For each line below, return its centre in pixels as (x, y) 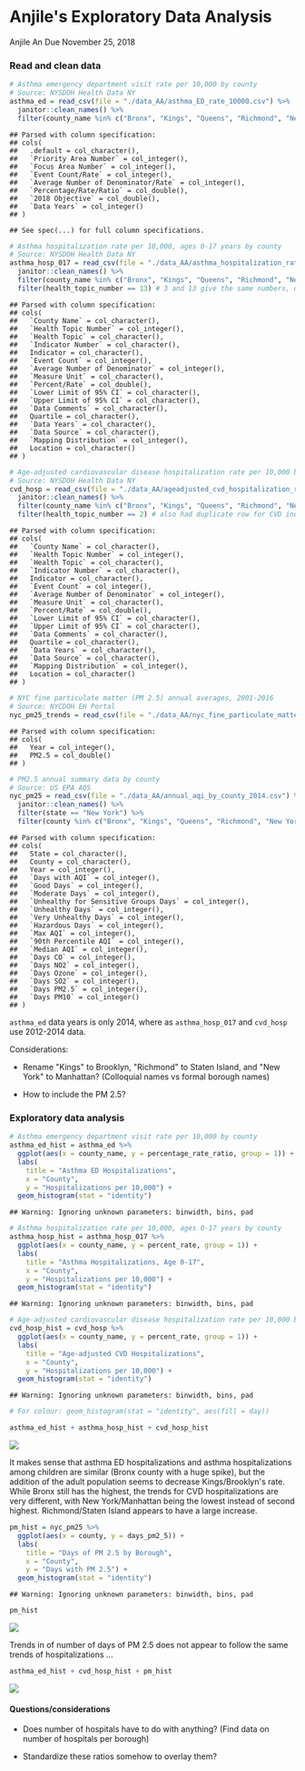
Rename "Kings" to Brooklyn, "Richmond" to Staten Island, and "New (152, 1067)
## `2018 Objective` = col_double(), (85, 198)
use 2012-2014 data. (48, 1031)
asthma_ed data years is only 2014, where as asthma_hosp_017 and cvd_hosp (148, 1022)
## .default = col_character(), (75, 151)
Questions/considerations (60, 1709)
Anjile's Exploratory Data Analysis (141, 17)
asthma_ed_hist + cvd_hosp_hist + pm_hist (91, 1672)
